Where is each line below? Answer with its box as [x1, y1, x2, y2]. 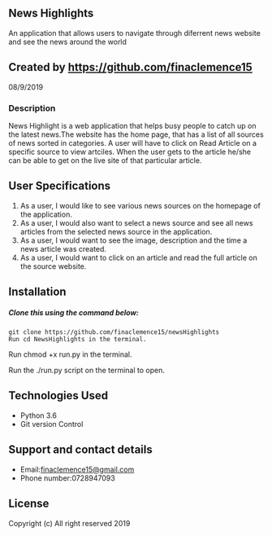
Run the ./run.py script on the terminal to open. [8, 366, 165, 376]
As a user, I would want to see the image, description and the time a [19, 235, 248, 245]
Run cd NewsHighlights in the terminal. [8, 336, 148, 344]
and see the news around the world [8, 37, 127, 46]
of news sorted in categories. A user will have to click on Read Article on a [8, 138, 257, 147]
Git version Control [19, 419, 84, 428]
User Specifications [8, 179, 111, 193]
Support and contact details [8, 443, 153, 457]
